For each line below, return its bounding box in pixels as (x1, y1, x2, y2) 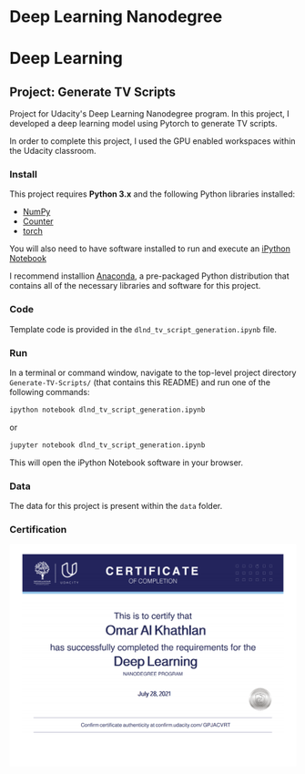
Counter (22, 216, 54, 227)
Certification (9, 524, 67, 536)
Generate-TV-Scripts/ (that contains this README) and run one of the (9, 377, 271, 388)
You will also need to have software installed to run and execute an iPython (9, 243, 291, 254)
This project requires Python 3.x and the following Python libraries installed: (9, 188, 296, 199)
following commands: (9, 387, 90, 398)
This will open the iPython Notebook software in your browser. (9, 457, 244, 468)
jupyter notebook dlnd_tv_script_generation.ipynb (9, 440, 206, 450)
